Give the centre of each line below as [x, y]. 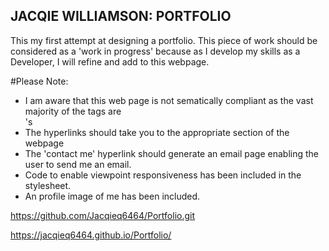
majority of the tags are [73, 111]
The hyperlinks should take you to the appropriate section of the [157, 132]
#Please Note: [39, 81]
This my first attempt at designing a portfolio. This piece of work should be [164, 40]
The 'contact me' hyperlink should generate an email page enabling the [171, 153]
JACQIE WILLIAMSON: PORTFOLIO [121, 16]
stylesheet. [48, 185]
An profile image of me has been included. [112, 196]
